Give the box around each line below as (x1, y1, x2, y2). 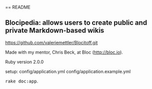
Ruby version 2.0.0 (5, 59, 44, 65)
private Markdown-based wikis (5, 26, 105, 35)
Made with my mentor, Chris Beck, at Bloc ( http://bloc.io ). (5, 49, 123, 55)
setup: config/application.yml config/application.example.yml (5, 68, 131, 74)
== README (5, 4, 31, 10)
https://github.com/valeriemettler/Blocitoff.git (5, 39, 98, 45)
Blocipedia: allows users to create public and (5, 18, 148, 27)
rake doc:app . (5, 78, 38, 84)
